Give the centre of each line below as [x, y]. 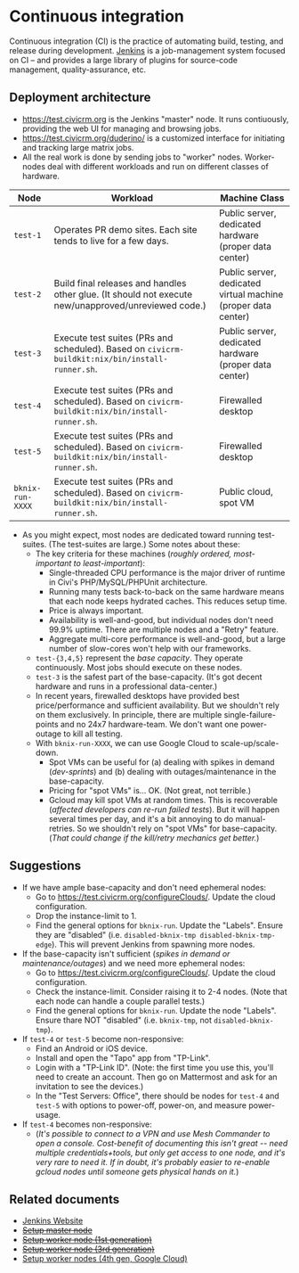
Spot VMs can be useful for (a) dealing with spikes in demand [162, 762]
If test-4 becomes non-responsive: [87, 1124]
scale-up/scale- [250, 743]
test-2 [28, 294]
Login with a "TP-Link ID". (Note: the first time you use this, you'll [154, 1067]
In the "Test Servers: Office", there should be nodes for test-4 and [158, 1096]
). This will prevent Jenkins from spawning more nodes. [154, 944]
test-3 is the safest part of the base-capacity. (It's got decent [149, 677]
